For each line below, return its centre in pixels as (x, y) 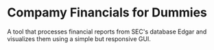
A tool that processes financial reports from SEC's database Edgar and (107, 32)
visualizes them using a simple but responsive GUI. (79, 38)
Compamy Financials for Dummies (107, 13)
